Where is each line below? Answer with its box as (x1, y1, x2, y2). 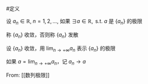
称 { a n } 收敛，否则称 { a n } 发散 (6, 31, 79, 39)
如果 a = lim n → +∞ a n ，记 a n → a (6, 58, 86, 66)
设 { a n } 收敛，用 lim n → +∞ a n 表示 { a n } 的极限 (6, 45, 116, 53)
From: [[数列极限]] (6, 72, 50, 79)
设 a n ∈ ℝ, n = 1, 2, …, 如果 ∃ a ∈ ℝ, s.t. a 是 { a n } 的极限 (6, 18, 143, 26)
